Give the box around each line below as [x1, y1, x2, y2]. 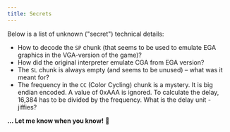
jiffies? [17, 103, 37, 111]
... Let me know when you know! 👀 [7, 117, 110, 125]
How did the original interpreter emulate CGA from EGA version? [17, 58, 205, 67]
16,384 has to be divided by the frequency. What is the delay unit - [17, 95, 212, 104]
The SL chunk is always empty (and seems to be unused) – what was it [17, 65, 224, 74]
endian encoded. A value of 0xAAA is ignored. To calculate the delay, [17, 88, 219, 96]
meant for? [17, 73, 49, 81]
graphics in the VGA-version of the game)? [17, 51, 143, 59]
